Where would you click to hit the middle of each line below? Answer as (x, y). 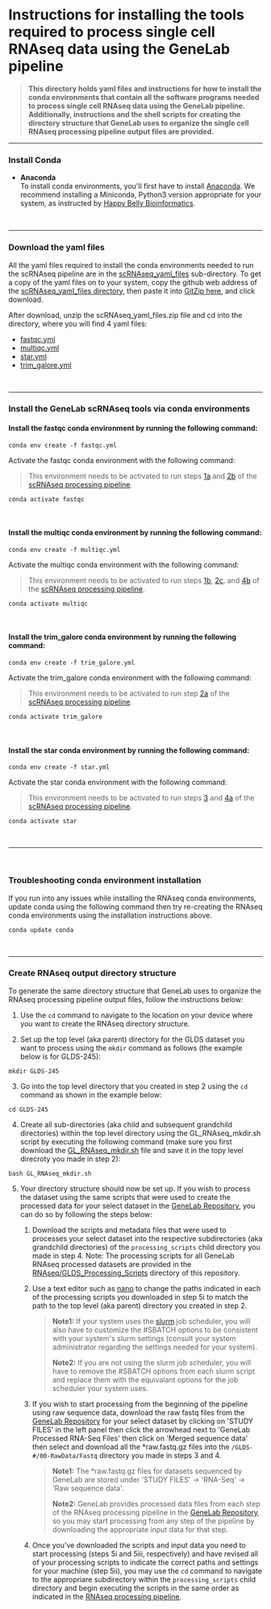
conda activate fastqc (46, 499)
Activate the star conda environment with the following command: (118, 782)
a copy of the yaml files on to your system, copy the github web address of (133, 282)
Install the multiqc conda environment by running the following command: (135, 533)
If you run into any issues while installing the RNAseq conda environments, (132, 898)
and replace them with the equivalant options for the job (145, 1379)
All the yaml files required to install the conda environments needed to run (131, 265)
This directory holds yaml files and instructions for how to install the (145, 88)
